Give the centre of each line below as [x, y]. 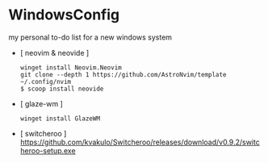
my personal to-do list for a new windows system [90, 37]
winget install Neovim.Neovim [71, 67]
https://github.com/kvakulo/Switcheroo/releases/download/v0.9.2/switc [140, 142]
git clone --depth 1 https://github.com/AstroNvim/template [123, 74]
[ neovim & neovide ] [54, 52]
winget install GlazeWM [60, 119]
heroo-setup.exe [48, 150]
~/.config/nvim [46, 81]
